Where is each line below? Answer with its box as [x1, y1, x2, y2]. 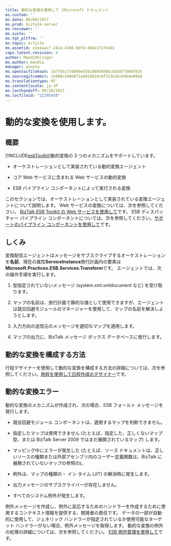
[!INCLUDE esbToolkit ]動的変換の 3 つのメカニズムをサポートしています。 [5, 152, 158, 159]
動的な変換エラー [5, 387, 59, 396]
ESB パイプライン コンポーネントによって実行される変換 [12, 185, 131, 191]
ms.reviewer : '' [5, 27, 40, 32]
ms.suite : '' [5, 31, 33, 36]
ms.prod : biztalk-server [5, 21, 58, 27]
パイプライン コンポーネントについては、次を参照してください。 [19, 215, 155, 221]
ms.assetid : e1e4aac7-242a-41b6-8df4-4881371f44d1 [5, 45, 115, 50]
